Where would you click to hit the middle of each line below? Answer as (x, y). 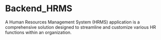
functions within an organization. (38, 32)
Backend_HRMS (39, 9)
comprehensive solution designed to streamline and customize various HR (81, 27)
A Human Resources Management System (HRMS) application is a (72, 22)
